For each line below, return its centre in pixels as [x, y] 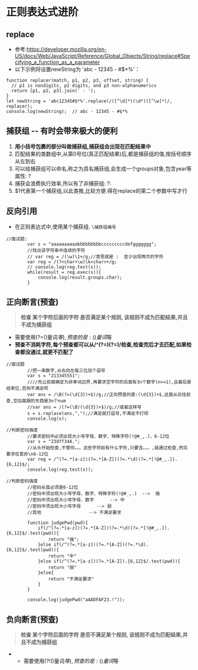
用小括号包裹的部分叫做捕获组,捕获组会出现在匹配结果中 [83, 146]
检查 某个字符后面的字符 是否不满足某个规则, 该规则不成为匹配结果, [101, 635]
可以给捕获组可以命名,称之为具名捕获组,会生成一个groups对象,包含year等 [103, 169]
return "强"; [64, 540]
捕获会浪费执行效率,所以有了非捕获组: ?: [63, 183]
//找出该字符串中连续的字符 [56, 250]
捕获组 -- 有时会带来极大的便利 [62, 131]
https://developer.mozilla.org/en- [67, 49]
